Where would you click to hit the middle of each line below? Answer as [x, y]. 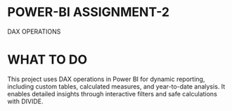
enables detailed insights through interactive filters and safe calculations [112, 94]
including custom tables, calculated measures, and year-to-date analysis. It [116, 86]
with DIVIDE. [25, 101]
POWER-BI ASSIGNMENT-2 [89, 12]
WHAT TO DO [47, 60]
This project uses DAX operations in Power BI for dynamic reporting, [106, 79]
